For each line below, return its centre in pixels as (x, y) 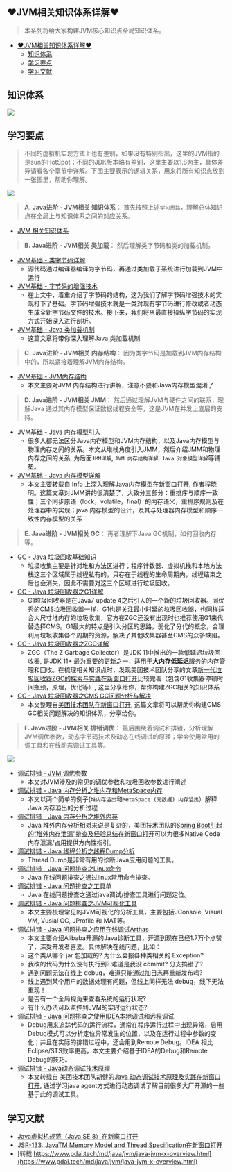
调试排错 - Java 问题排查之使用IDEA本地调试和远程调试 (96, 1016)
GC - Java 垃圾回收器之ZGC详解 (63, 644)
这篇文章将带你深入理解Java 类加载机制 (84, 338)
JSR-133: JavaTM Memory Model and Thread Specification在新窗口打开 (120, 1145)
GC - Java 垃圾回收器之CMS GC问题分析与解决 (84, 696)
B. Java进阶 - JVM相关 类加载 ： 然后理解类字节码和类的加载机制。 (119, 246)
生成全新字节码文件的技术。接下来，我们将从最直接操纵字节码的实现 (125, 312)
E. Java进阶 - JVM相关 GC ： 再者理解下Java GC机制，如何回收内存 (120, 534)
